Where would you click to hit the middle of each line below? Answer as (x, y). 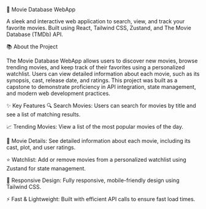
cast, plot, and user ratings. (41, 147)
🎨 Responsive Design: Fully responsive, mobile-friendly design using (93, 180)
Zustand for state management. (46, 168)
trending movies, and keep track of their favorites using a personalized (96, 67)
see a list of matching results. (44, 114)
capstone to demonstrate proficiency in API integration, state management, (101, 87)
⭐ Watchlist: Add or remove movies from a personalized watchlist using (97, 160)
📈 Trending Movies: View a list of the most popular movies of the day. (95, 127)
